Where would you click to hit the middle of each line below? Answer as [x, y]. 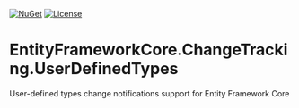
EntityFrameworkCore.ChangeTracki [149, 50]
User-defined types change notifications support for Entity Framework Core [149, 93]
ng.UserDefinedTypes [94, 69]
